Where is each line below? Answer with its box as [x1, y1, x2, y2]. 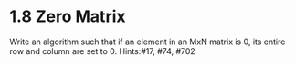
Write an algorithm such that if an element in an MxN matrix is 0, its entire [9, 36, 286, 47]
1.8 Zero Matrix [9, 6, 126, 27]
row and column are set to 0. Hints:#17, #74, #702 [9, 45, 196, 56]
